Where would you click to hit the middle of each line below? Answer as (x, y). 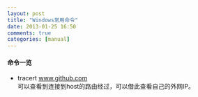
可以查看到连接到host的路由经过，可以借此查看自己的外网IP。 (106, 87)
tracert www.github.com (52, 78)
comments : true (29, 33)
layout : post (26, 14)
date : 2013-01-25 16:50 (42, 26)
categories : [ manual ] (39, 39)
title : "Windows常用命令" (43, 20)
